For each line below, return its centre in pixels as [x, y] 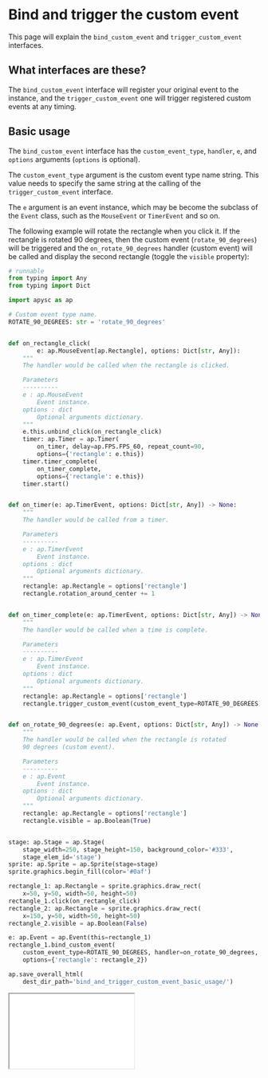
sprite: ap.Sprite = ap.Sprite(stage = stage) [83, 864]
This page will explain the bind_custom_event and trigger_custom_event [125, 37]
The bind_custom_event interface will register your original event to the [124, 89]
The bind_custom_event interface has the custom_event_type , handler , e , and [132, 151]
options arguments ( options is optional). [75, 159]
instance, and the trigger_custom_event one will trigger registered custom [130, 98]
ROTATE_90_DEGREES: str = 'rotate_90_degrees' [87, 322]
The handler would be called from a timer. [96, 520]
